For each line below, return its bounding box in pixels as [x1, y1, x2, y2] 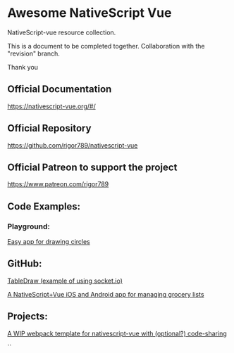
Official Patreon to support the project [7, 161, 178, 173]
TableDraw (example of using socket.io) [7, 276, 123, 285]
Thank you [7, 63, 39, 71]
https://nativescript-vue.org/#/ [7, 102, 97, 110]
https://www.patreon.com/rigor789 [7, 180, 109, 188]
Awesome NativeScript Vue [7, 5, 172, 21]
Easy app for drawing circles [7, 238, 90, 246]
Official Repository [7, 122, 92, 134]
